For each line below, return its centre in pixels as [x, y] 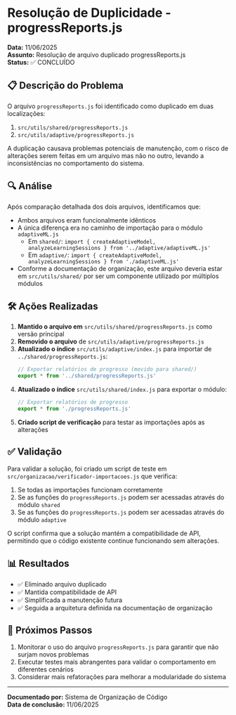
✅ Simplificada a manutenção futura [70, 600]
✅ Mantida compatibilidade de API [67, 592]
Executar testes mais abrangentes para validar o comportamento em [117, 662]
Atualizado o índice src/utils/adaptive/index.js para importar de [114, 349]
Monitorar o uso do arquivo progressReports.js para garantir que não [118, 647]
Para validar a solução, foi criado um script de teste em [87, 468]
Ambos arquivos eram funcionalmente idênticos [87, 220]
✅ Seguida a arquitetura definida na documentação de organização [115, 608]
